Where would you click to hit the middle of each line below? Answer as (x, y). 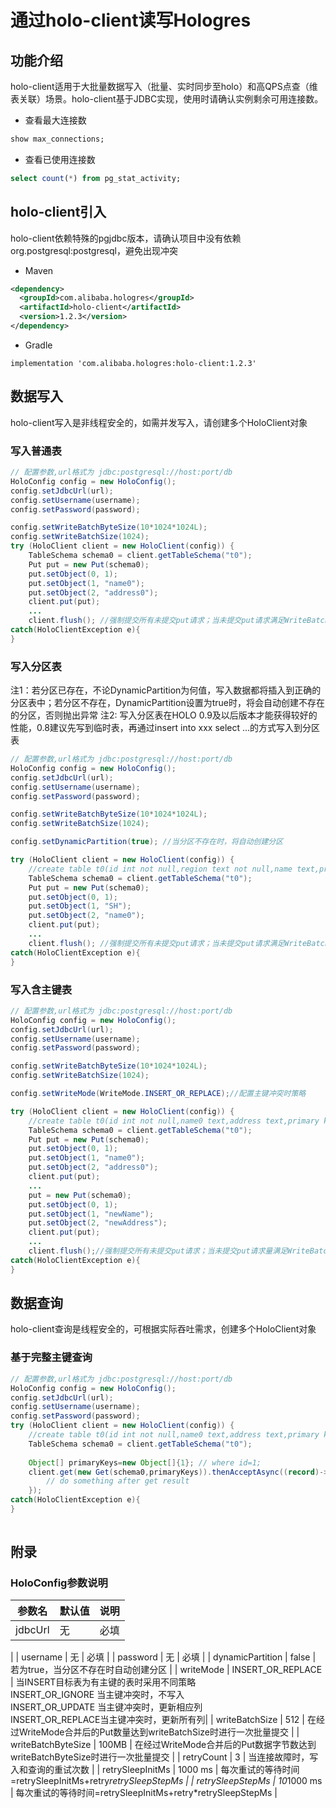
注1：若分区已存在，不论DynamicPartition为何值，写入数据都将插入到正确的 (166, 690)
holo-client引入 (58, 212)
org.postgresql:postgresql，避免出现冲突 (94, 250)
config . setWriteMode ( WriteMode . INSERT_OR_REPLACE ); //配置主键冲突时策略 (158, 1094)
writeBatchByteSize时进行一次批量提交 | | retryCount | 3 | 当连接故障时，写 (164, 1757)
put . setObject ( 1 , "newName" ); (91, 1214)
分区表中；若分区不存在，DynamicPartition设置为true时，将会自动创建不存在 (167, 703)
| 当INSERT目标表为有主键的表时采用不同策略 (103, 1682)
